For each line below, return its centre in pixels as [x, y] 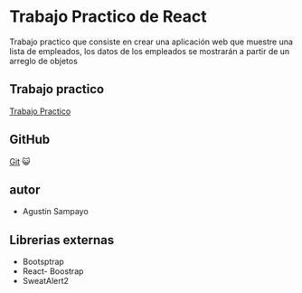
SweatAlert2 [46, 281]
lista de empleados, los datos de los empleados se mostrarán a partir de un [150, 51]
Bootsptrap [43, 262]
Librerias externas [62, 240]
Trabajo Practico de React [108, 17]
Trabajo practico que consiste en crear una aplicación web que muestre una [151, 42]
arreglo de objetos [44, 61]
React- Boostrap [53, 271]
